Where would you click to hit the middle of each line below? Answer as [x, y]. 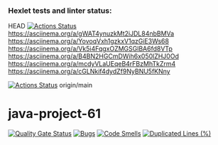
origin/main [76, 85]
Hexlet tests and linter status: [60, 11]
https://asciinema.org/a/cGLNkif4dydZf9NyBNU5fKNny [89, 71]
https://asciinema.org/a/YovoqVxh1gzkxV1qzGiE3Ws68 [89, 41]
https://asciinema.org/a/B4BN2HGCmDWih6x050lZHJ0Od [94, 56]
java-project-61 [55, 114]
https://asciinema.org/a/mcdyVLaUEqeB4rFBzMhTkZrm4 [92, 64]
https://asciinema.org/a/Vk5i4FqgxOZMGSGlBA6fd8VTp [91, 49]
